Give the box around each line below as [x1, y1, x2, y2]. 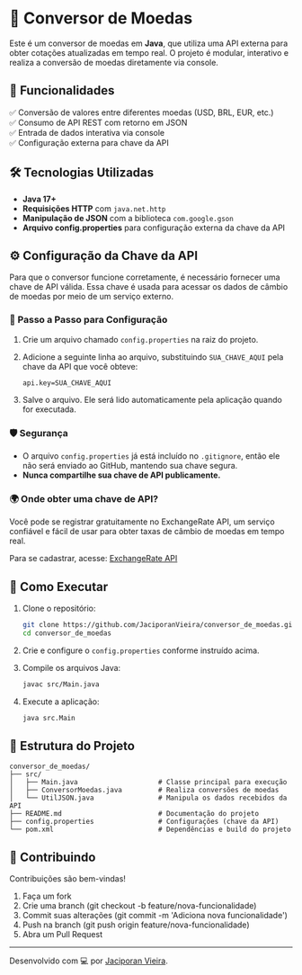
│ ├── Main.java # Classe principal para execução [9, 778, 288, 787]
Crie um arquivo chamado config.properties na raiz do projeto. [22, 334, 259, 344]
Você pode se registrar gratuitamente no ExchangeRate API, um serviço [9, 516, 276, 527]
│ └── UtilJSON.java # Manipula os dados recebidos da [9, 793, 288, 803]
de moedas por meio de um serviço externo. [9, 291, 173, 302]
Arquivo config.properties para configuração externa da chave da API [22, 222, 286, 233]
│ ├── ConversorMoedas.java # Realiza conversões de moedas [9, 786, 280, 795]
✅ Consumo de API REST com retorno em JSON [9, 117, 188, 128]
